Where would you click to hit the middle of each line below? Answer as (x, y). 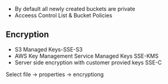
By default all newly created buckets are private (75, 9)
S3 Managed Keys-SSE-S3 (49, 49)
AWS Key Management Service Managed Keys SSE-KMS (86, 56)
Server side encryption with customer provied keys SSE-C (88, 62)
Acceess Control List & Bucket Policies (63, 15)
